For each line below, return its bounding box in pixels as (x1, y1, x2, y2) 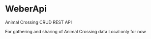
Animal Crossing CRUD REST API (5, 19, 72, 25)
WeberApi (5, 3, 47, 14)
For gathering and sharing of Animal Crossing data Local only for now (5, 28, 146, 34)
